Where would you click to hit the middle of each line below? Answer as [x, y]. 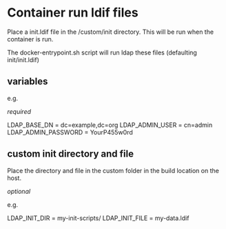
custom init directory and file [71, 154]
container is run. [30, 39]
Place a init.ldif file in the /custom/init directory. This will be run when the [111, 32]
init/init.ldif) [23, 59]
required [19, 111]
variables [28, 82]
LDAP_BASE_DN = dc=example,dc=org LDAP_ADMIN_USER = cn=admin [110, 125]
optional [19, 191]
